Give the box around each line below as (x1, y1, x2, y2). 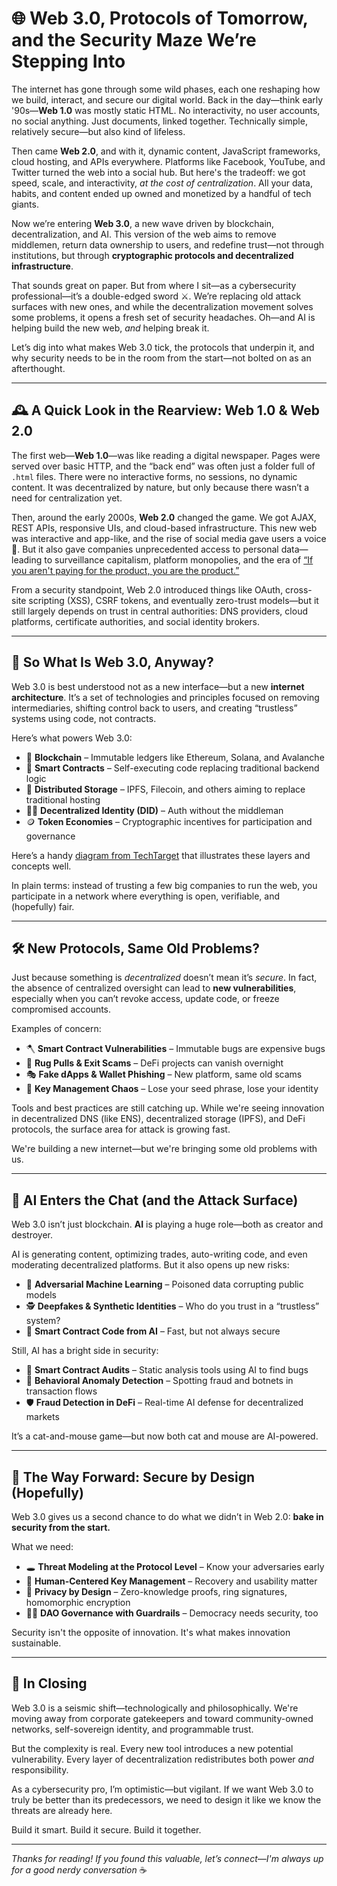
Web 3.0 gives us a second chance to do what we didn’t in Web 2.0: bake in (11, 1511, 324, 1522)
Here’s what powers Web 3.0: (11, 732, 133, 744)
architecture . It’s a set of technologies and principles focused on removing (11, 691, 320, 703)
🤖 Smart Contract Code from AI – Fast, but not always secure (25, 1325, 281, 1337)
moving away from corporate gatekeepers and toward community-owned (11, 1712, 314, 1724)
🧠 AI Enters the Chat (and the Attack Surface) (11, 1192, 299, 1209)
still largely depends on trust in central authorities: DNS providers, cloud (11, 605, 308, 617)
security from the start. (11, 1522, 111, 1533)
